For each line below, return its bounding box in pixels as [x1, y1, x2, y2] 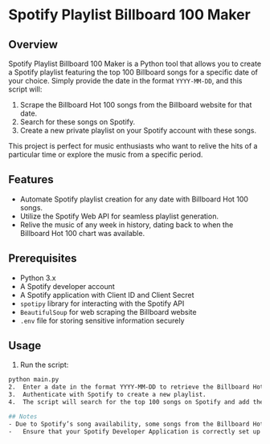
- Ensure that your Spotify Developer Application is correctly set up [8, 427, 261, 435]
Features [8, 173, 54, 186]
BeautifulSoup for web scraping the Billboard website [19, 307, 197, 316]
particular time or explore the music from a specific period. [8, 150, 203, 159]
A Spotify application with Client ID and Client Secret [19, 290, 194, 299]
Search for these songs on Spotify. [19, 117, 136, 126]
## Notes [8, 412, 38, 421]
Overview [8, 38, 59, 51]
